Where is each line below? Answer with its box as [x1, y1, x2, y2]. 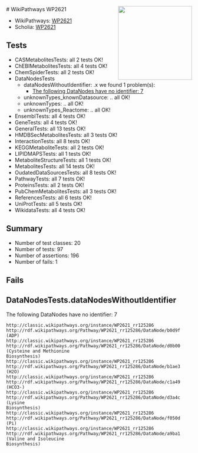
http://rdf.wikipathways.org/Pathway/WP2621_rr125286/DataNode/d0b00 [6, 343, 181, 349]
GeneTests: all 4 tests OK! [14, 119, 78, 126]
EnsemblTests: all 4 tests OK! [14, 112, 86, 120]
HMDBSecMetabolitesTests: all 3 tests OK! [14, 131, 118, 138]
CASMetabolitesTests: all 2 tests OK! [14, 56, 103, 63]
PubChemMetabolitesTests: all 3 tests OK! [14, 188, 117, 195]
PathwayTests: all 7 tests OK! [14, 175, 85, 182]
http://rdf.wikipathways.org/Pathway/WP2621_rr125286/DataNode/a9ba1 [6, 431, 181, 436]
